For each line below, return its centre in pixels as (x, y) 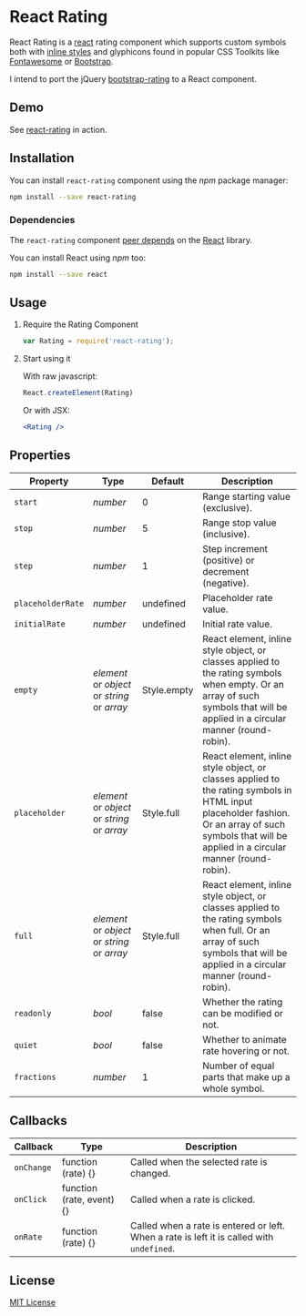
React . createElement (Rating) (78, 393)
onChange (33, 1167)
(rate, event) (89, 1199)
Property (49, 481)
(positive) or (228, 560)
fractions (35, 1077)
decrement (225, 571)
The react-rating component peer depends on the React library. (131, 240)
